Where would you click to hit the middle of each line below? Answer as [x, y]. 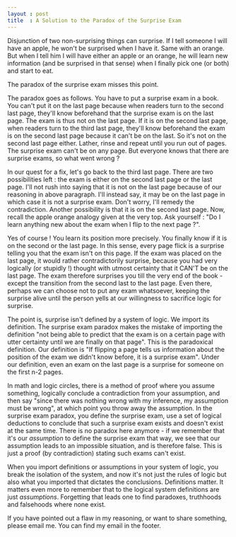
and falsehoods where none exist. [57, 504]
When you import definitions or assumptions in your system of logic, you [113, 466]
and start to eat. [31, 71]
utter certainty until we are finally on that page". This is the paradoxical [110, 342]
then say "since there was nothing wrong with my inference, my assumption [118, 401]
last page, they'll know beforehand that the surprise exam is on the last [111, 113]
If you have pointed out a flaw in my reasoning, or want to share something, [117, 518]
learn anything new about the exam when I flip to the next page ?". [104, 224]
